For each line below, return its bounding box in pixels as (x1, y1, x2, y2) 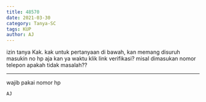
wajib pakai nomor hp (6, 79, 61, 86)
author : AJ (6, 32, 34, 38)
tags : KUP (6, 26, 32, 32)
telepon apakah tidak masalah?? (6, 62, 88, 69)
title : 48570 (6, 9, 40, 15)
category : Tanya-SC (6, 20, 56, 26)
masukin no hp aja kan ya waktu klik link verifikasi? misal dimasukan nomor (6, 55, 196, 62)
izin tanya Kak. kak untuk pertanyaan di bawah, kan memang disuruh (6, 48, 181, 56)
